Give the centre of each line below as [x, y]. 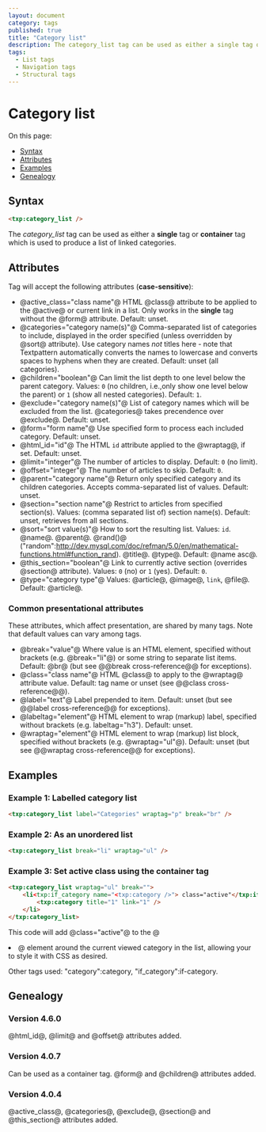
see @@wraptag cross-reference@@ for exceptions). [107, 750]
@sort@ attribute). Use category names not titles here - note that [126, 344]
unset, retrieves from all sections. [74, 521]
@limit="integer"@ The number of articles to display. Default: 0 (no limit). [139, 462]
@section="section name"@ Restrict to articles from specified [121, 504]
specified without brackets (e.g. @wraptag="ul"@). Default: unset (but [135, 742]
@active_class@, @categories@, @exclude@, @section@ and [110, 1111]
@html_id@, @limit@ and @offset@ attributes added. [95, 1036]
